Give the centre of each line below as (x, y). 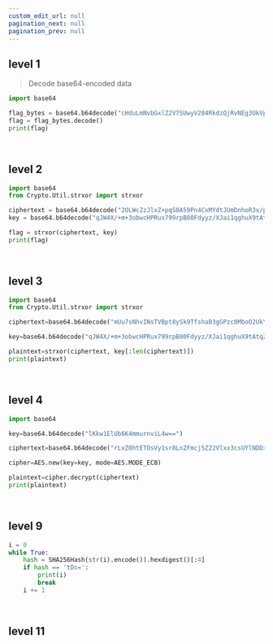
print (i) (52, 575)
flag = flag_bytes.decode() (56, 120)
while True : (28, 553)
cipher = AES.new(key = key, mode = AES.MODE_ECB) (85, 463)
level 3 (26, 281)
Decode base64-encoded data (80, 84)
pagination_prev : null (47, 31)
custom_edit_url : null (47, 16)
